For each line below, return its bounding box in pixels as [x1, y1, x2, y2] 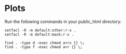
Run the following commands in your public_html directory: [4, 19, 122, 24]
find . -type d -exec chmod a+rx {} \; [4, 40, 85, 45]
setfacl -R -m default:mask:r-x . [4, 32, 74, 37]
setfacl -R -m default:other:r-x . [4, 28, 76, 32]
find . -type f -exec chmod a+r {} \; [4, 44, 83, 49]
